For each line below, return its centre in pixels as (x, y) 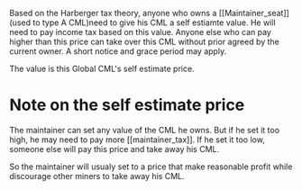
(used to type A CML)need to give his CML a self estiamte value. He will (143, 23)
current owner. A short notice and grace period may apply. (118, 51)
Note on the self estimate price (127, 105)
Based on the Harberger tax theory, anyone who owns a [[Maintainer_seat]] (150, 13)
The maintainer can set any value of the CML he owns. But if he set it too (145, 130)
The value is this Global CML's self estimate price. (102, 68)
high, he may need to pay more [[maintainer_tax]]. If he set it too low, (137, 140)
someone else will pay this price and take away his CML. (114, 149)
